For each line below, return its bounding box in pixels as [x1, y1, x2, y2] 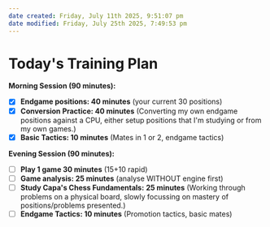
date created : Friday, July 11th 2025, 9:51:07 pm [8, 11, 184, 20]
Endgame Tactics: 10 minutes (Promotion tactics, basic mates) [20, 208, 233, 219]
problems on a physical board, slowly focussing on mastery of [20, 191, 229, 201]
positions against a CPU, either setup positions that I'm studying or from [20, 115, 262, 125]
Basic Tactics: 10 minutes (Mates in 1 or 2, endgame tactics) [20, 132, 224, 142]
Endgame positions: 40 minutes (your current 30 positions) [20, 96, 223, 106]
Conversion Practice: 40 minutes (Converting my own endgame [20, 106, 238, 116]
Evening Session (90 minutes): [8, 148, 115, 158]
